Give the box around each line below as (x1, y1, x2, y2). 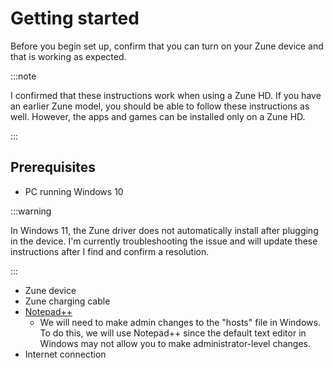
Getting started (10, 7, 140, 30)
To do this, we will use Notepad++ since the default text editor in (39, 327, 307, 339)
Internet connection (24, 348, 107, 360)
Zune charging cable (24, 295, 111, 307)
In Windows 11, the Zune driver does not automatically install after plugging (10, 224, 319, 236)
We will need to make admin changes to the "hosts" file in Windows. (39, 316, 321, 328)
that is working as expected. (10, 50, 127, 62)
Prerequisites (10, 159, 96, 176)
